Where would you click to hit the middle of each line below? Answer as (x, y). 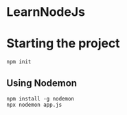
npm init (19, 62)
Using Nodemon (42, 83)
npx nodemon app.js (34, 105)
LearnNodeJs (46, 12)
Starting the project (63, 44)
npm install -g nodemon (41, 98)
